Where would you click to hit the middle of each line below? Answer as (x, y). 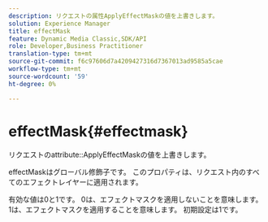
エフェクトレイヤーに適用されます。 (83, 182)
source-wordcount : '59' (49, 76)
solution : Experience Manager (60, 24)
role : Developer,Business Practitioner (76, 46)
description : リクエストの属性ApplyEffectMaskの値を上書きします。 (114, 16)
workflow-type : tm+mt (45, 69)
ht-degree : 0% (32, 84)
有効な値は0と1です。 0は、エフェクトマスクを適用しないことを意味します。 (136, 199)
